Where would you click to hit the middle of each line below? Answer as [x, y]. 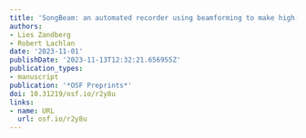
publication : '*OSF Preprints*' [71, 85]
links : [22, 102]
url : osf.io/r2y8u [53, 119]
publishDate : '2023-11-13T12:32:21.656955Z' [95, 60]
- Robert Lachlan [42, 43]
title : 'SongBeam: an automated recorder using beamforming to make [142, 18]
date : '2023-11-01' [46, 52]
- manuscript [34, 77]
